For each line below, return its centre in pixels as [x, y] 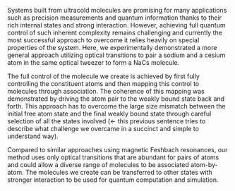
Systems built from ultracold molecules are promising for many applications [117, 10]
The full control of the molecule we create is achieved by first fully [103, 76]
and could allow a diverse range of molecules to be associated [98, 165]
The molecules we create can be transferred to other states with [119, 172]
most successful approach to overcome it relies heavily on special [103, 40]
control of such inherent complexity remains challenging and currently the [115, 32]
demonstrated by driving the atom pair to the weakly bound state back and [116, 99]
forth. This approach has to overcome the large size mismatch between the [116, 106]
